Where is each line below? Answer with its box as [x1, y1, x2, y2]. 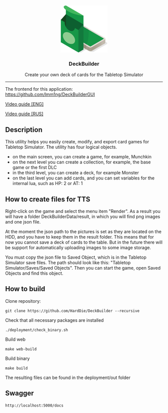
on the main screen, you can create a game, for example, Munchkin [12, 154, 151, 160]
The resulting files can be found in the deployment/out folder [5, 374, 131, 380]
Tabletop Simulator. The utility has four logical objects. [5, 144, 117, 150]
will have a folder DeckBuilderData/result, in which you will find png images [5, 214, 160, 220]
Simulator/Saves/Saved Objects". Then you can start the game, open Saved [5, 265, 161, 271]
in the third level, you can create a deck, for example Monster [12, 170, 139, 176]
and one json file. [5, 219, 41, 225]
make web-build [5, 346, 37, 351]
